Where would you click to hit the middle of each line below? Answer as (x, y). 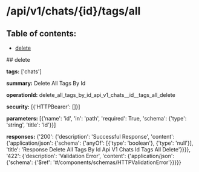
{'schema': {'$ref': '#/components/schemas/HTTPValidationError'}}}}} (94, 162)
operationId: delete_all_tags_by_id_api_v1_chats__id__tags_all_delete (91, 95)
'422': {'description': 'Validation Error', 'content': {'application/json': (90, 156)
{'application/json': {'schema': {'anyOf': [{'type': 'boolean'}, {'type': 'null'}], (100, 143)
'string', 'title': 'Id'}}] (31, 125)
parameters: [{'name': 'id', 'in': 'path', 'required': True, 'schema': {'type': (96, 118)
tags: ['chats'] (24, 71)
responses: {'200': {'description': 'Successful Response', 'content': (90, 137)
